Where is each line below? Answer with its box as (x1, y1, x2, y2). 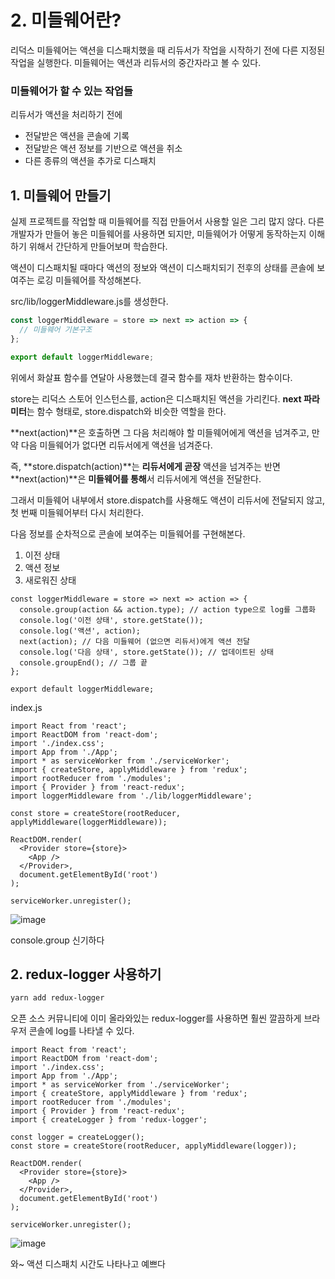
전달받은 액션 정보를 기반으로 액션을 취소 (24, 142, 183, 155)
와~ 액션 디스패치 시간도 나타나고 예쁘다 (10, 1258, 166, 1270)
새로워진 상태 (24, 574, 77, 586)
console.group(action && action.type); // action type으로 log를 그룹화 (19, 604, 317, 615)
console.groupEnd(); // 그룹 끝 (19, 657, 148, 668)
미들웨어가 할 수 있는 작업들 (10, 84, 134, 98)
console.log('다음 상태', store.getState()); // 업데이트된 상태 (19, 647, 275, 657)
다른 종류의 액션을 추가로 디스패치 (24, 155, 157, 167)
